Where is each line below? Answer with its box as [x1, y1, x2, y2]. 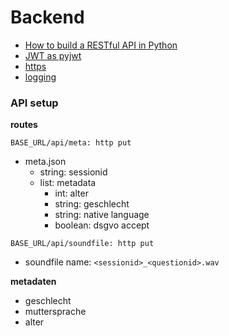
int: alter [54, 187, 89, 200]
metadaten [10, 276, 57, 288]
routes [10, 119, 38, 131]
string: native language [54, 209, 150, 221]
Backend [10, 6, 85, 29]
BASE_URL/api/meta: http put [10, 138, 132, 148]
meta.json [24, 156, 67, 168]
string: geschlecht [54, 198, 130, 210]
